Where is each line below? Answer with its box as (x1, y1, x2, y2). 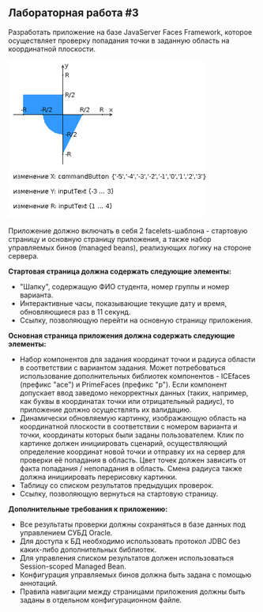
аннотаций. (19, 578, 58, 587)
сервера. (8, 251, 39, 260)
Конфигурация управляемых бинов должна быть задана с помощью (19, 569, 252, 580)
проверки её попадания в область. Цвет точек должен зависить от (19, 455, 246, 465)
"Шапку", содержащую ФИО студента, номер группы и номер (19, 281, 230, 291)
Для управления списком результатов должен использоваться (19, 553, 235, 562)
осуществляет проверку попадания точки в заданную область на (8, 36, 230, 45)
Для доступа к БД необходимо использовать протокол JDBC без (19, 536, 241, 546)
